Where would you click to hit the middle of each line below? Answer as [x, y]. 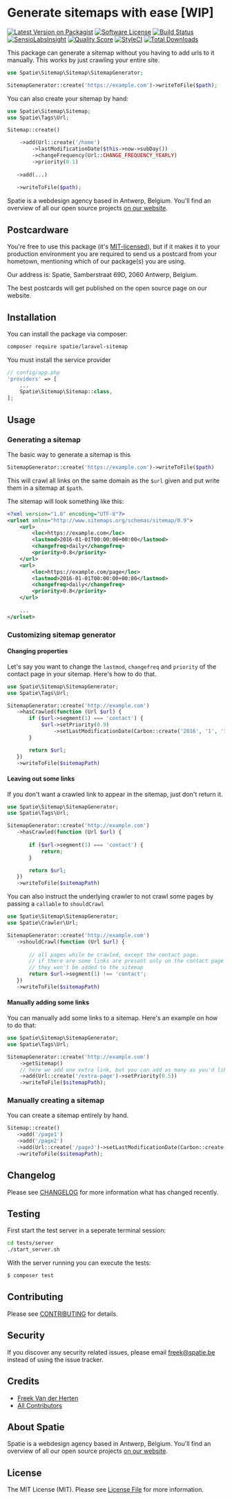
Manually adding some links [48, 1002]
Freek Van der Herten [48, 1398]
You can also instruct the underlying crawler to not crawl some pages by [110, 896]
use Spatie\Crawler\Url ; [43, 923]
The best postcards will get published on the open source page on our [107, 288]
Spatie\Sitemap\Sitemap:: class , [66, 392]
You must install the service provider [59, 360]
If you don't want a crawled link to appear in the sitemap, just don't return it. [115, 794]
